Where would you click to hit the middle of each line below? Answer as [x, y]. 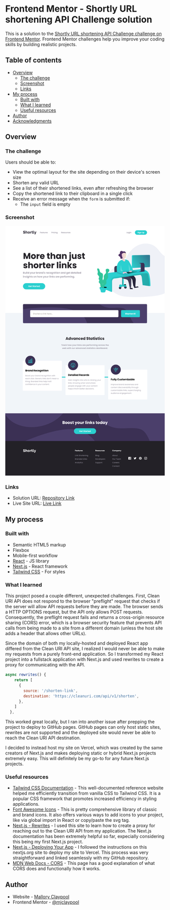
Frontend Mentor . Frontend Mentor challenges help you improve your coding [85, 39]
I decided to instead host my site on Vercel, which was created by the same [84, 748]
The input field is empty [45, 204]
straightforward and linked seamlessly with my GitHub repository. [81, 858]
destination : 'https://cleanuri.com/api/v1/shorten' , [81, 696]
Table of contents [33, 61]
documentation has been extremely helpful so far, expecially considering [88, 837]
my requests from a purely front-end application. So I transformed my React [84, 654]
